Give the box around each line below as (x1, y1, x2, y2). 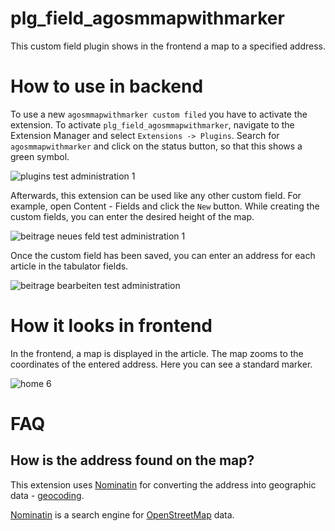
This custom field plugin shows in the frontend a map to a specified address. (10, 40, 327, 52)
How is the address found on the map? (10, 452, 255, 469)
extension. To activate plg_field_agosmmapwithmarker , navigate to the (10, 118, 295, 131)
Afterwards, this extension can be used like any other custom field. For (10, 189, 302, 201)
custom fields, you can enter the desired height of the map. (10, 210, 255, 222)
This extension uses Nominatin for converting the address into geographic (10, 478, 317, 491)
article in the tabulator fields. (10, 260, 129, 272)
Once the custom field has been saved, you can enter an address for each (10, 249, 316, 261)
